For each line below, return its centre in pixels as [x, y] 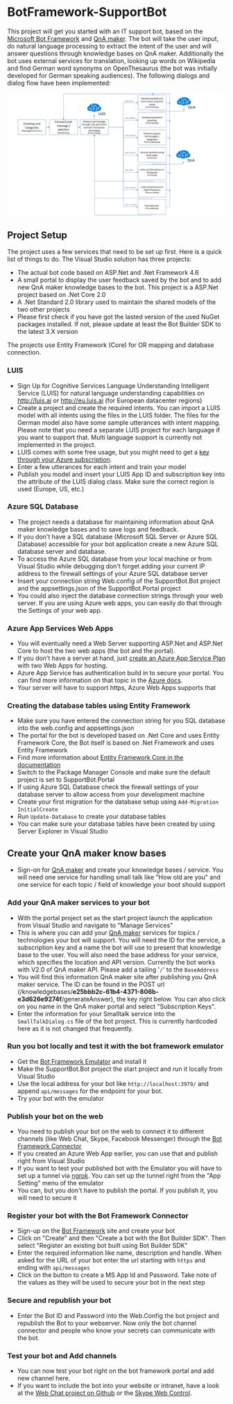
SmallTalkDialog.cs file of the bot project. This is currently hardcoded [117, 1021]
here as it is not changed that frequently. [75, 1029]
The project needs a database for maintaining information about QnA [115, 522]
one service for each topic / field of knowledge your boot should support [121, 885]
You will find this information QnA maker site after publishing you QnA [117, 976]
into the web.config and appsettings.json [76, 728]
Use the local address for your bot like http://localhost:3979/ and [113, 1083]
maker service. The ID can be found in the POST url [91, 984]
